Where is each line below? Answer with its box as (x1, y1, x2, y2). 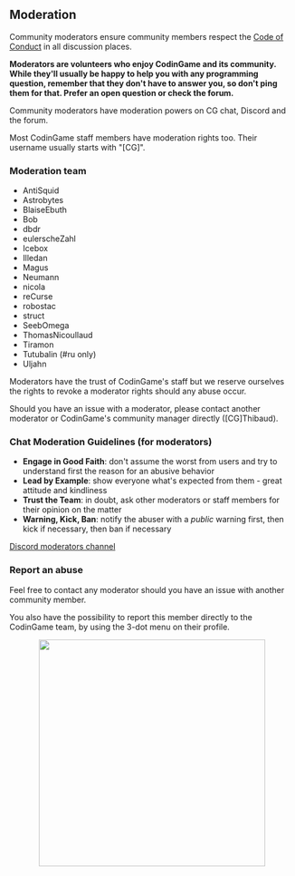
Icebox (22, 243, 49, 254)
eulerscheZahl (22, 233, 77, 244)
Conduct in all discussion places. (9, 41, 133, 52)
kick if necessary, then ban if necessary (22, 523, 172, 534)
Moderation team (9, 164, 87, 177)
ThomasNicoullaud (22, 330, 93, 341)
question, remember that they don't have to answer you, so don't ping (9, 77, 278, 89)
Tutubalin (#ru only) (22, 349, 97, 360)
